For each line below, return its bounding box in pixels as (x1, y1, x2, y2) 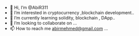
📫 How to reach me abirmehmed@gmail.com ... (9, 26, 108, 31)
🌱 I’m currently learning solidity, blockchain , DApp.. (9, 15, 115, 20)
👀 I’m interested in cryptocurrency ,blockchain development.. (9, 10, 135, 16)
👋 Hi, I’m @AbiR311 (9, 5, 48, 10)
